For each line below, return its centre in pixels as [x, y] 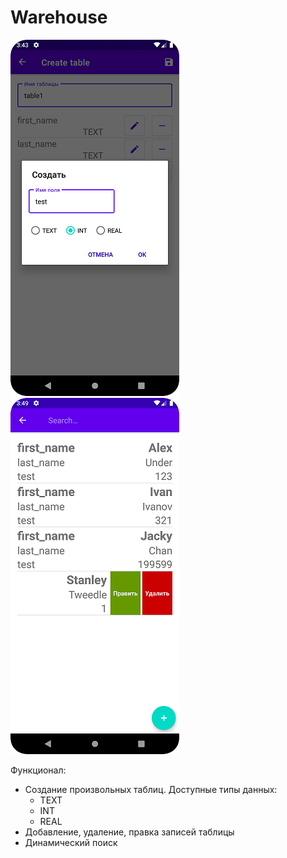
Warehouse [59, 17]
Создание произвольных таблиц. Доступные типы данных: [151, 789]
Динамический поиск [71, 842]
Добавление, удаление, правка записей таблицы [129, 832]
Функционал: [38, 770]
